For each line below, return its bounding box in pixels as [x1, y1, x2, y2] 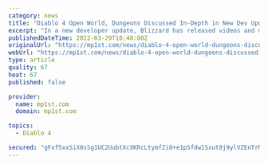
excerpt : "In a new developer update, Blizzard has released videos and [8, 26, 255, 34]
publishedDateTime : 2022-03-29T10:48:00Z [8, 33, 148, 42]
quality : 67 [8, 64, 48, 72]
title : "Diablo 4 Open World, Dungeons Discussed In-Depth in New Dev [8, 19, 248, 27]
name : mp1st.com [15, 100, 69, 108]
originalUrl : [8, 41, 52, 49]
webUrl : [8, 49, 34, 57]
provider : [8, 92, 41, 100]
